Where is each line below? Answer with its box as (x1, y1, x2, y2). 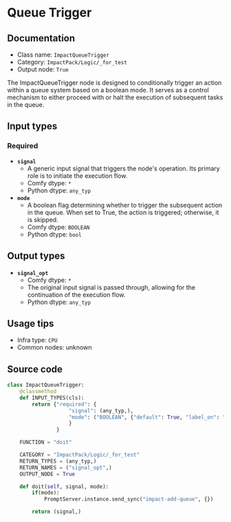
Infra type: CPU (16, 336, 58, 344)
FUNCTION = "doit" (19, 439, 72, 446)
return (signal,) (32, 508, 81, 515)
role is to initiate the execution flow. (27, 171, 128, 180)
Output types (7, 250, 65, 262)
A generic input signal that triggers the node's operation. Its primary (27, 164, 220, 172)
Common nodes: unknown (16, 343, 92, 352)
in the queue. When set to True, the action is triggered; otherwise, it (27, 208, 219, 217)
